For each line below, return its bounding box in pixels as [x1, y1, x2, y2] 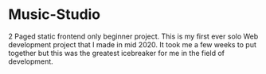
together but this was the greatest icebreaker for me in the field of [8, 48, 225, 57]
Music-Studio [8, 6, 101, 24]
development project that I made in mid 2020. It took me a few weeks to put [8, 39, 257, 49]
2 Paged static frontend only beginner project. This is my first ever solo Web [8, 31, 259, 41]
